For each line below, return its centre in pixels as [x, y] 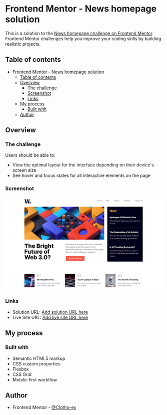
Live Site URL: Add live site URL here [50, 317]
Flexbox [20, 369]
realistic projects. [23, 44]
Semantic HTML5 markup [39, 358]
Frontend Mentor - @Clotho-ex [44, 407]
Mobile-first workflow [35, 379]
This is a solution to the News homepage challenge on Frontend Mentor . [79, 33]
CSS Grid [22, 374]
